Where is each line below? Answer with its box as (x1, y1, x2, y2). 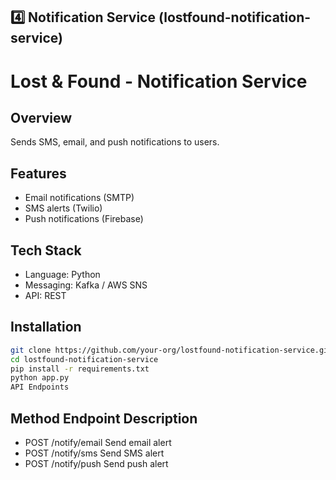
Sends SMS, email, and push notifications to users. (10, 136, 220, 148)
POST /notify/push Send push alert (24, 458, 169, 470)
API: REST (24, 290, 67, 302)
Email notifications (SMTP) (24, 192, 135, 204)
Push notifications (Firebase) (24, 213, 144, 225)
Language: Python (24, 269, 101, 281)
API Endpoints (10, 382, 70, 393)
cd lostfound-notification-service (10, 354, 159, 364)
